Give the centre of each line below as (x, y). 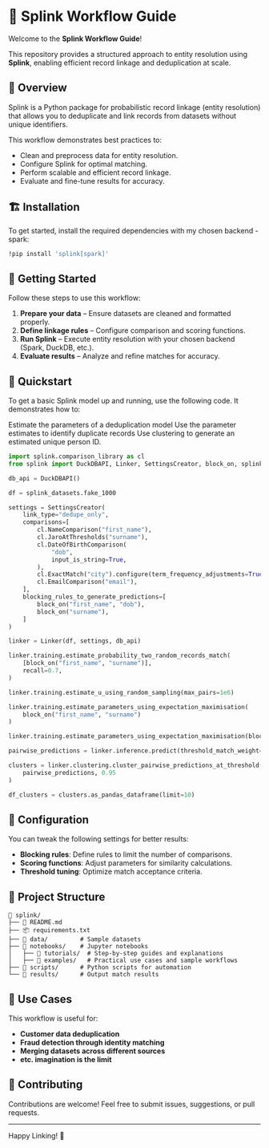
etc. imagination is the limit (66, 1059)
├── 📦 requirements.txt (49, 931)
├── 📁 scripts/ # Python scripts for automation (100, 967)
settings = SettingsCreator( (57, 507)
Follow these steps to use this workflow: (74, 298)
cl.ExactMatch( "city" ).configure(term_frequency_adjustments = (143, 574)
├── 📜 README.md (35, 923)
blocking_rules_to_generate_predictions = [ (94, 597)
